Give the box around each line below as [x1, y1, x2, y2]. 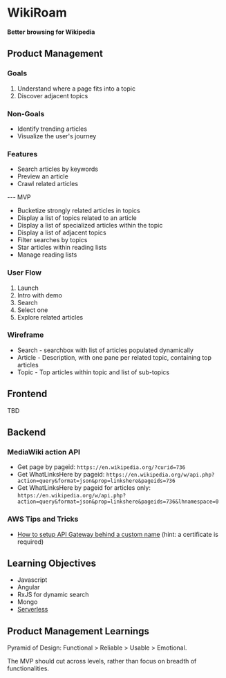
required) [17, 538, 44, 546]
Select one [17, 306, 48, 314]
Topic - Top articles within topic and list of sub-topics [17, 368, 170, 376]
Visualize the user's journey [17, 131, 97, 140]
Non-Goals [7, 109, 45, 118]
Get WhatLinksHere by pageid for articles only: [17, 484, 151, 492]
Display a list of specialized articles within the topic [17, 221, 163, 230]
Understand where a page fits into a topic [17, 84, 136, 93]
